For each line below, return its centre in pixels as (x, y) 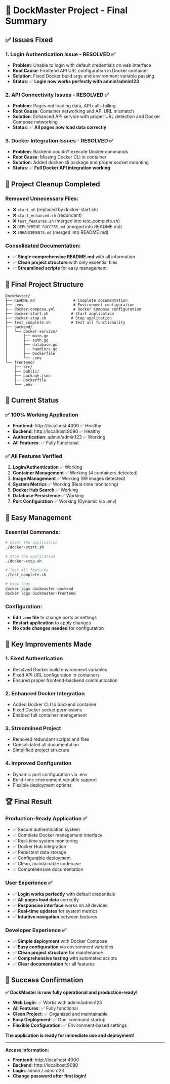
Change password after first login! (50, 1076)
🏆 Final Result (29, 802)
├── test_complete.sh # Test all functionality (65, 323)
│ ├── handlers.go (31, 349)
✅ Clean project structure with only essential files (65, 262)
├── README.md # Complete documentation (67, 301)
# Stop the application (30, 556)
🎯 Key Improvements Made (49, 644)
